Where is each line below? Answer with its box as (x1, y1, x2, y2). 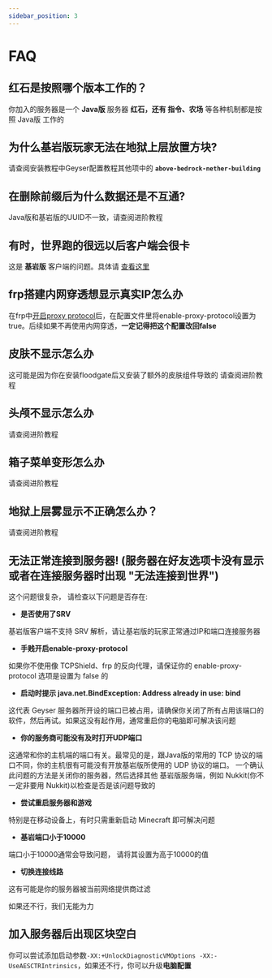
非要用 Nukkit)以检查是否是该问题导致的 (22, 780, 156, 790)
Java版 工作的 (17, 114, 65, 124)
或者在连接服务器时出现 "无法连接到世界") (8, 569, 219, 583)
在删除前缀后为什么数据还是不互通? (8, 189, 185, 203)
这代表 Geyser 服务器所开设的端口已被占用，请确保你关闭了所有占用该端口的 (8, 705, 264, 715)
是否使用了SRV (19, 609, 71, 618)
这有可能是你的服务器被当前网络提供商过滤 (8, 884, 151, 894)
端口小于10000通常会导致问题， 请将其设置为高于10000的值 (8, 849, 209, 859)
